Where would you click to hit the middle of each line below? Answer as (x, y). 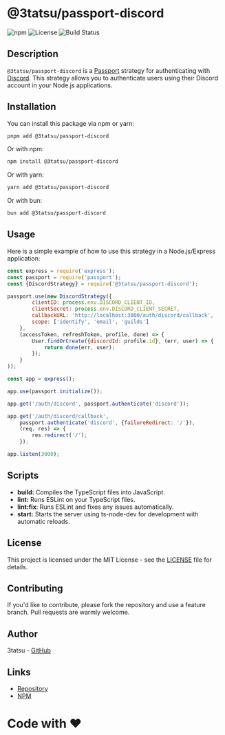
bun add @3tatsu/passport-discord (57, 213)
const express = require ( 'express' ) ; (61, 271)
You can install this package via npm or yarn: (71, 123)
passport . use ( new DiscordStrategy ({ (60, 296)
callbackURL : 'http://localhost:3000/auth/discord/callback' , (123, 316)
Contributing (35, 588)
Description (33, 54)
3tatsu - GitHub (29, 650)
